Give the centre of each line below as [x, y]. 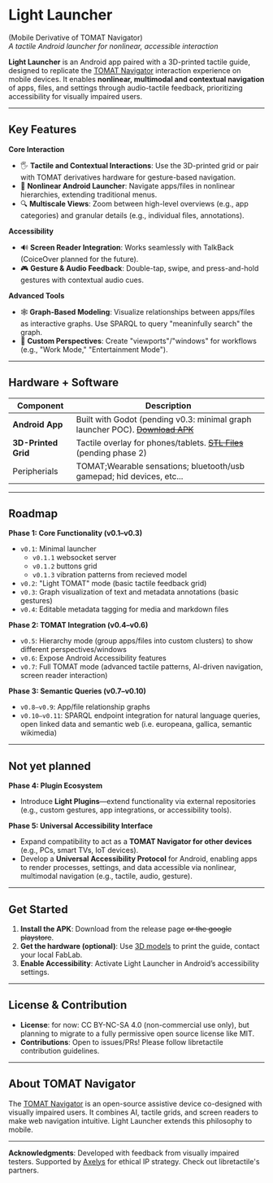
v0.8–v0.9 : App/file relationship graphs [85, 707]
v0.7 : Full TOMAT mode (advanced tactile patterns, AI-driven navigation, [141, 667]
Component [40, 406]
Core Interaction [37, 149]
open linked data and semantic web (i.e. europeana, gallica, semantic [136, 724]
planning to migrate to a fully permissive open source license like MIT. [137, 1033]
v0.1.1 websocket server [74, 558]
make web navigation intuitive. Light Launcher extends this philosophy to [130, 1120]
